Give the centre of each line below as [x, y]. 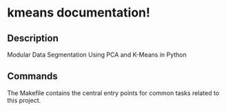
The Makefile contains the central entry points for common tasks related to [113, 93]
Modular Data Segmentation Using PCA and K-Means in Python [97, 54]
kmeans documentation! [79, 13]
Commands [33, 76]
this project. [24, 100]
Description [33, 38]
